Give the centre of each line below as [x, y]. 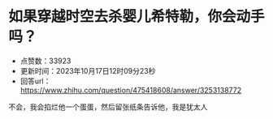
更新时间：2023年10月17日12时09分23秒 [88, 70]
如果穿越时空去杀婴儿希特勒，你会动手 [137, 17]
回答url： [35, 81]
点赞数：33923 [45, 61]
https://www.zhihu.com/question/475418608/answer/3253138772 [131, 90]
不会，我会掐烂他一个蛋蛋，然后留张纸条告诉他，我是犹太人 [108, 107]
